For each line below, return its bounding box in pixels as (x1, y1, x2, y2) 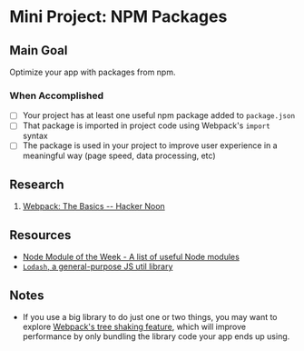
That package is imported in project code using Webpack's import (22, 120, 270, 131)
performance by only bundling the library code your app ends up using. (22, 330, 290, 342)
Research (9, 176, 65, 192)
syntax (22, 130, 48, 142)
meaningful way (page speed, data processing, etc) (22, 150, 216, 161)
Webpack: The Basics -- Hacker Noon (22, 201, 165, 212)
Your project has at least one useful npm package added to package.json (22, 110, 296, 121)
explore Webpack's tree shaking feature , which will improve (22, 321, 247, 332)
